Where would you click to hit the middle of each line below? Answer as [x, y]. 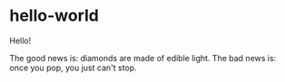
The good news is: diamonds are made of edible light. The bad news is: [143, 58]
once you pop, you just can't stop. [74, 68]
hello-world [54, 16]
